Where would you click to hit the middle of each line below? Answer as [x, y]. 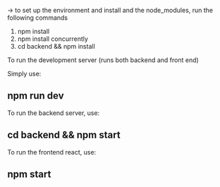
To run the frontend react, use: [52, 152]
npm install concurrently [53, 39]
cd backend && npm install [56, 46]
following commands [38, 18]
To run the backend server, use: [54, 113]
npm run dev [36, 96]
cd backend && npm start [64, 135]
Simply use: [24, 74]
